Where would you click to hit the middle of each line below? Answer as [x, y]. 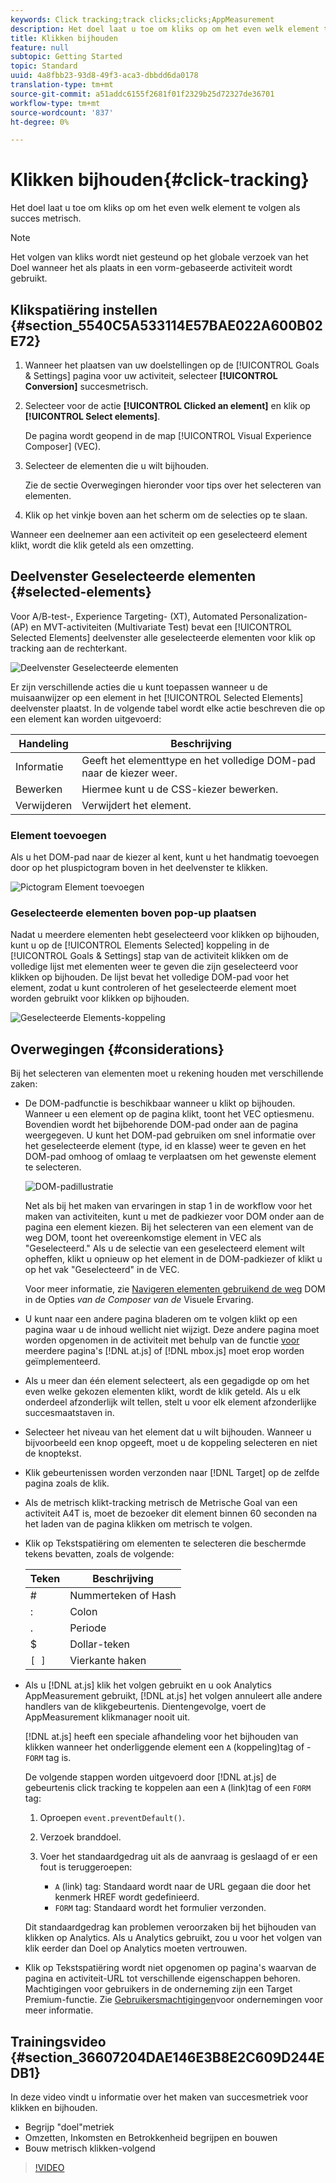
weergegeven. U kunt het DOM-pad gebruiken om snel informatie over [170, 1135]
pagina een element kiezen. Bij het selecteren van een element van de [169, 1227]
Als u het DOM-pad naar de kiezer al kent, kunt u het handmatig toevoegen [165, 857]
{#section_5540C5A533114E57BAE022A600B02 [166, 325]
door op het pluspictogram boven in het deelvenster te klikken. [139, 868]
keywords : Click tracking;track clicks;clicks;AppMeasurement [142, 19]
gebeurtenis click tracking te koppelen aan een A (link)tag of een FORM [168, 1788]
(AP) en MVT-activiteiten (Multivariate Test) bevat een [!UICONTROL [151, 627]
